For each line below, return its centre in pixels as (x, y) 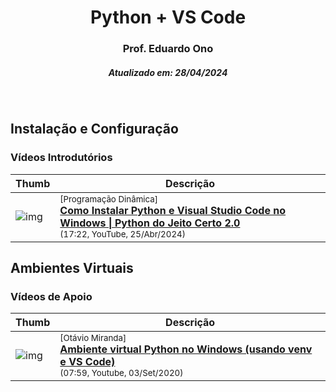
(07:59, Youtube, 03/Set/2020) (121, 373)
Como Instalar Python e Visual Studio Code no (173, 210)
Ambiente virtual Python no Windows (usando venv (186, 349)
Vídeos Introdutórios (61, 158)
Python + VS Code (168, 17)
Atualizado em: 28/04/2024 (168, 72)
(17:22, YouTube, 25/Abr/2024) (122, 234)
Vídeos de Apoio (51, 297)
